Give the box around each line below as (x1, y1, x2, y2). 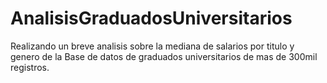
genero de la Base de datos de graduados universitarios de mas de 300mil (10, 50, 318, 62)
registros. (10, 61, 50, 73)
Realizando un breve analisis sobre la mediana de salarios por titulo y (10, 40, 295, 52)
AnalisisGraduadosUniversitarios (10, 7, 293, 30)
